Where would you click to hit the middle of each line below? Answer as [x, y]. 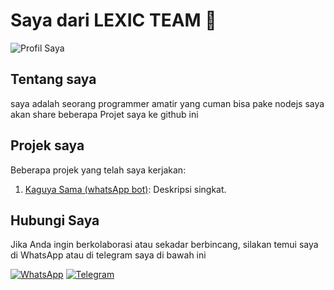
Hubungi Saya [55, 220]
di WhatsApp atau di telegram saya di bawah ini [108, 255]
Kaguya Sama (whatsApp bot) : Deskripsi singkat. [125, 189]
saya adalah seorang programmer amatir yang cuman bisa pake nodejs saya [167, 103]
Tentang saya [53, 79]
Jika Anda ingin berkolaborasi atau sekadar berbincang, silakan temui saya [164, 245]
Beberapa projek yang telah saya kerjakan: [98, 170]
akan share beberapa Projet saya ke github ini [104, 114]
